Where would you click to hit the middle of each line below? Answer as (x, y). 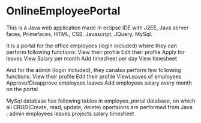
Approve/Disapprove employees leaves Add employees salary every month (99, 83)
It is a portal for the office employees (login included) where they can (91, 46)
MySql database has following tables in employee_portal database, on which (101, 101)
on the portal (22, 89)
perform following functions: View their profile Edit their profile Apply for (95, 52)
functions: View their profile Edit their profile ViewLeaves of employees (94, 76)
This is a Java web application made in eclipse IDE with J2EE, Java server (97, 28)
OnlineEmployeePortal (63, 11)
